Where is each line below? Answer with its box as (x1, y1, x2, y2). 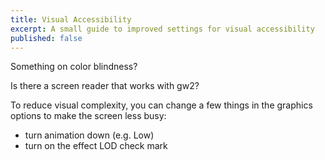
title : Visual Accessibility (10, 14, 132, 25)
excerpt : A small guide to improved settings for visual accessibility (10, 24, 315, 34)
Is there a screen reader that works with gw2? (10, 80, 200, 92)
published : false (10, 33, 83, 43)
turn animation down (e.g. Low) (24, 129, 155, 141)
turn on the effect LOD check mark (24, 140, 168, 152)
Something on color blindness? (10, 61, 138, 73)
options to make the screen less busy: (10, 110, 167, 122)
